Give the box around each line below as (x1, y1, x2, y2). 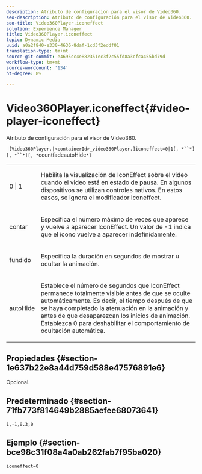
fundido (9, 256, 31, 264)
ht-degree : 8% (6, 70, 42, 76)
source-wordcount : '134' (6, 64, 69, 71)
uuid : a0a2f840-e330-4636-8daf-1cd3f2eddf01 (6, 43, 120, 49)
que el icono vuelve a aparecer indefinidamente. (41, 230, 177, 239)
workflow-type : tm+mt (6, 59, 61, 65)
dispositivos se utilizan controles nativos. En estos (41, 186, 182, 195)
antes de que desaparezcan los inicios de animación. (41, 311, 191, 320)
